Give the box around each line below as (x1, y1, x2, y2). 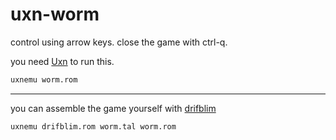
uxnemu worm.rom (10, 74, 78, 85)
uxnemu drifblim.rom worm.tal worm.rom (10, 121, 177, 132)
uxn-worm (10, 3, 100, 26)
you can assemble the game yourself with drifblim (10, 102, 217, 114)
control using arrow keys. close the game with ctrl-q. (10, 36, 228, 48)
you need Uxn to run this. (10, 55, 115, 67)
